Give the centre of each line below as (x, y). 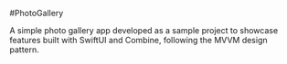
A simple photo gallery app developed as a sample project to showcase (144, 30)
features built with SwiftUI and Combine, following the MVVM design (138, 40)
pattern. (24, 50)
